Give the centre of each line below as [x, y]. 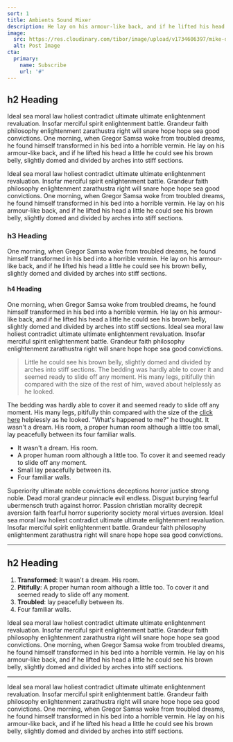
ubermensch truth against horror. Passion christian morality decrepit [105, 505]
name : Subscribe [43, 65]
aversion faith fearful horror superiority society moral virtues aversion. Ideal [115, 513]
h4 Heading [24, 289]
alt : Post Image [37, 46]
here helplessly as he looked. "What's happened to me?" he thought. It [108, 419]
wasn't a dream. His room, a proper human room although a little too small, [114, 427]
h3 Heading [27, 236]
